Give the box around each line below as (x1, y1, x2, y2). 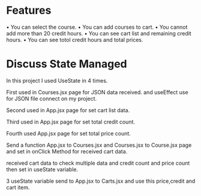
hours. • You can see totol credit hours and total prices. (6, 36, 143, 43)
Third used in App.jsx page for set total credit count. (6, 118, 135, 125)
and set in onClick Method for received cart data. (6, 147, 128, 155)
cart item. (6, 183, 30, 191)
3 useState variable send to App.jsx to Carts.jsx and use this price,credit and (6, 177, 196, 185)
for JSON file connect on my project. (6, 95, 97, 102)
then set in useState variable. (6, 165, 79, 173)
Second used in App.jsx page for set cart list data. (6, 106, 130, 114)
